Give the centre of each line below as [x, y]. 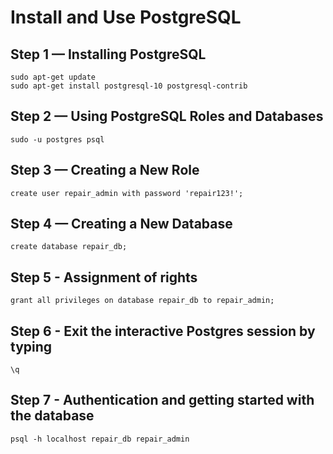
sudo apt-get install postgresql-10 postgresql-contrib [129, 86]
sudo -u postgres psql [57, 139]
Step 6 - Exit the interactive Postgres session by [163, 331]
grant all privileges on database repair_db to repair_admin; [142, 301]
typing [31, 346]
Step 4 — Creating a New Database [121, 224]
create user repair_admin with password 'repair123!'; [127, 193]
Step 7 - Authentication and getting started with [162, 400]
